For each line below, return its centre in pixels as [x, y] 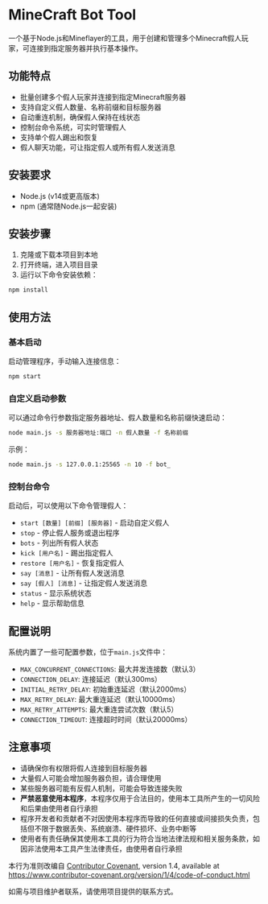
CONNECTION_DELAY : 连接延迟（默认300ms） [91, 679]
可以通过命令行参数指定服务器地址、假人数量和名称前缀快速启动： [118, 418]
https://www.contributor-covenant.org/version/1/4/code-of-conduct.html [129, 874]
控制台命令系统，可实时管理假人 [73, 127]
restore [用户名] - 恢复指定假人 [72, 563]
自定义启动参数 [37, 398]
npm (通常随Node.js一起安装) [68, 206]
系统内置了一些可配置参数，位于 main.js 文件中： [88, 652]
